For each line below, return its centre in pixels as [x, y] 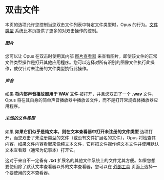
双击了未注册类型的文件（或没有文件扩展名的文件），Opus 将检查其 [89, 137]
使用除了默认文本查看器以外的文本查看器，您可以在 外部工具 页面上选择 [81, 166]
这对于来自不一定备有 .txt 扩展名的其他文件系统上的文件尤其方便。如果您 [78, 160]
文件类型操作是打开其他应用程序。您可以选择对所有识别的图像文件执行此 [78, 62]
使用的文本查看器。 [33, 173]
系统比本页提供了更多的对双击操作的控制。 [57, 30]
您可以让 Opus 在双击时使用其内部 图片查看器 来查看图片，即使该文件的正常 [81, 56]
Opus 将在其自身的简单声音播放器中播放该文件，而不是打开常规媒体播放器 [79, 100]
